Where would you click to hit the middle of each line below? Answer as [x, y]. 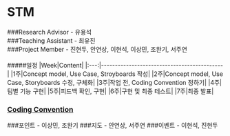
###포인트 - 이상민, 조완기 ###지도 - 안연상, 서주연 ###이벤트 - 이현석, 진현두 [113, 126]
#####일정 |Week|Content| [45, 65]
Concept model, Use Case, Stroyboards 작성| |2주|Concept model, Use [123, 74]
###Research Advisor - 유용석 [49, 32]
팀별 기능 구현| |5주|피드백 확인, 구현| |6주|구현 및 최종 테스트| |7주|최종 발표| [111, 91]
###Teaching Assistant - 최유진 [51, 40]
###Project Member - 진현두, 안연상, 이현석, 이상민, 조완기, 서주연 [97, 49]
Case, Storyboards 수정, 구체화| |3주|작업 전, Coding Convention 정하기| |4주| [115, 82]
